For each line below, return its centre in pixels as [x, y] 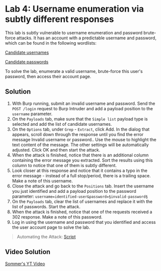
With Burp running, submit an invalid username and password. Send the [84, 103]
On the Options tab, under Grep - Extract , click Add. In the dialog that [81, 129]
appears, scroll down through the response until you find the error [78, 134]
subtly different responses [59, 19]
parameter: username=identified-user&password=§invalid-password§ [80, 196]
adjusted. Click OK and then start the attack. [56, 150]
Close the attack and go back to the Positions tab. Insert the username [83, 186]
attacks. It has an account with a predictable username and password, [87, 38]
